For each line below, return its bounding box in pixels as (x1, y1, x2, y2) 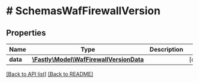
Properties (6, 28, 46, 38)
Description (149, 46, 184, 53)
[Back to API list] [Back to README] (6, 71, 94, 78)
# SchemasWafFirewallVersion (6, 4, 161, 18)
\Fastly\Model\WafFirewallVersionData (31, 55, 144, 63)
